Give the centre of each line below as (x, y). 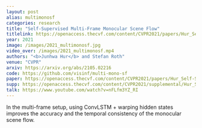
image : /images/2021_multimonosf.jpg (54, 46)
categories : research (33, 23)
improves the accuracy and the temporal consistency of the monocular (94, 113)
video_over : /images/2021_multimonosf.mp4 (60, 51)
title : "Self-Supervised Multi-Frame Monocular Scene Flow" (83, 29)
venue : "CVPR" (24, 62)
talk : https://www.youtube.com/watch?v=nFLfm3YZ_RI (72, 90)
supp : (13, 85)
